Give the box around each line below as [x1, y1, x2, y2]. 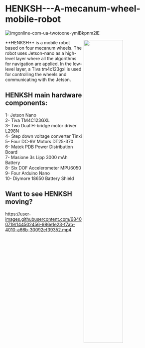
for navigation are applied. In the [5, 61, 72, 67]
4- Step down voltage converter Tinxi [5, 133, 82, 139]
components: [5, 99, 48, 107]
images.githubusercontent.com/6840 [5, 216, 82, 222]
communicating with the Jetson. [5, 77, 71, 83]
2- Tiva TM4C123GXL [5, 117, 50, 123]
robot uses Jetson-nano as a [5, 50, 64, 56]
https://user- [5, 211, 31, 217]
